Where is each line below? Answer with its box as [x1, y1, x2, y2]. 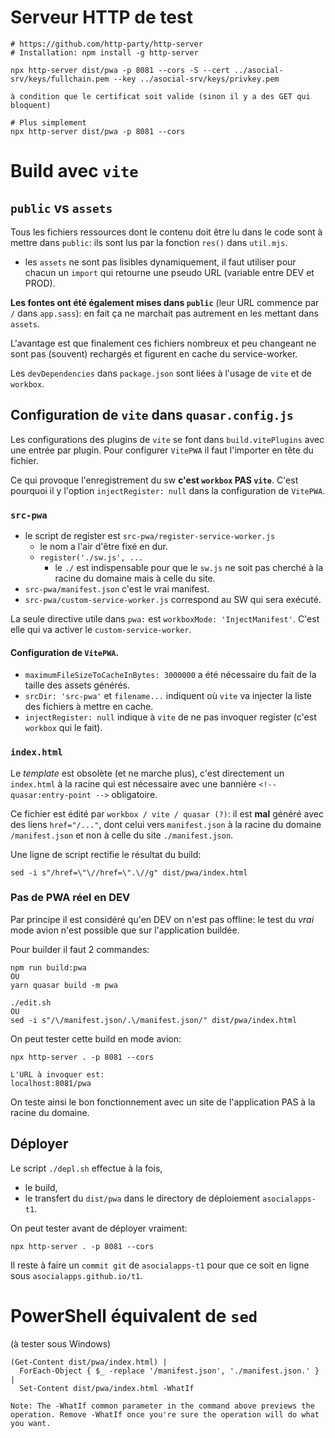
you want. [10, 1418, 52, 1428]
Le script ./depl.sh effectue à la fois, [10, 1162, 163, 1174]
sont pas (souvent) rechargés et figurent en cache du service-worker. [10, 347, 298, 360]
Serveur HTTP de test [10, 6, 193, 29]
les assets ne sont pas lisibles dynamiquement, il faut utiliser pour [24, 256, 297, 268]
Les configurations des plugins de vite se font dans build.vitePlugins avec [10, 433, 325, 445]
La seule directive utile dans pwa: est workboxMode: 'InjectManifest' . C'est [10, 613, 320, 625]
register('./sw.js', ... [39, 553, 144, 563]
